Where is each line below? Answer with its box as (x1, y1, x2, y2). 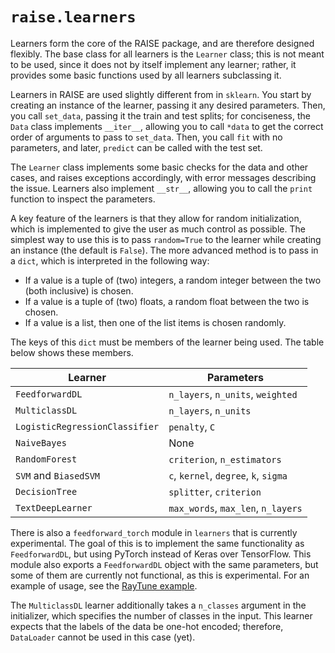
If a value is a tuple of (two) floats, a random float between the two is (24, 295, 310, 307)
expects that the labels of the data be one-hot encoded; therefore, (10, 620, 284, 632)
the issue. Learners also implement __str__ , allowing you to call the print (10, 182, 313, 194)
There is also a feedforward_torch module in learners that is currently (10, 526, 298, 538)
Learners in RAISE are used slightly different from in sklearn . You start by (10, 88, 312, 100)
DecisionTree (15, 486, 78, 497)
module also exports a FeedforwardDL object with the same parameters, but (10, 558, 319, 570)
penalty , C (168, 419, 216, 433)
